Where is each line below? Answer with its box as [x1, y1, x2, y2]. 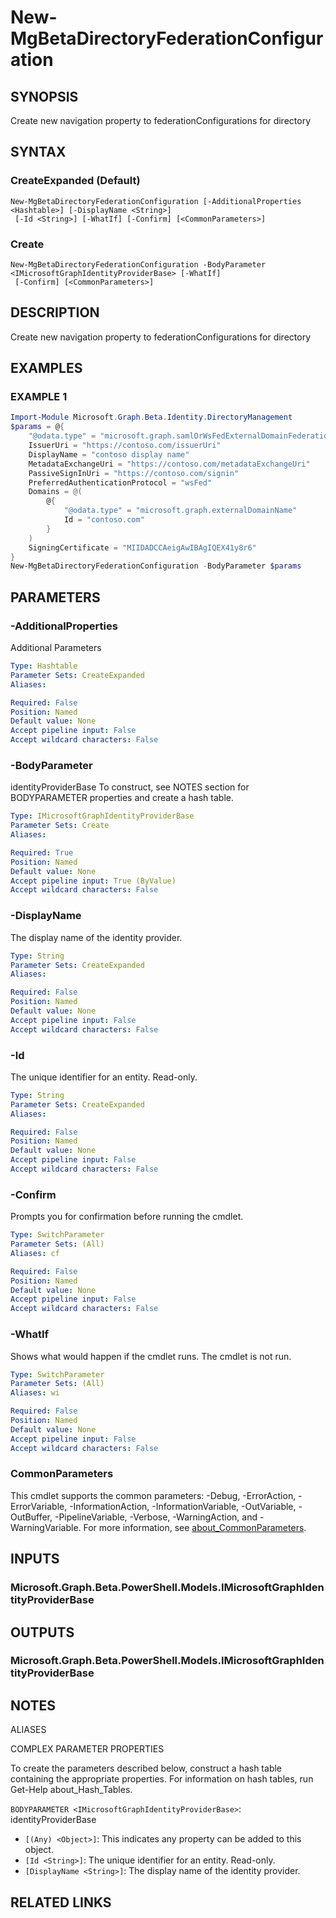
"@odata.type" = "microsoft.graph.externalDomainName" [63, 506, 298, 516]
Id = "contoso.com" [63, 515, 145, 525]
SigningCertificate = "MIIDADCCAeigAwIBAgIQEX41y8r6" [28, 542, 257, 553]
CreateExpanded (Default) [10, 174, 141, 188]
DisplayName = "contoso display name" [28, 449, 190, 460]
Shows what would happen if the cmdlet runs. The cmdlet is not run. [10, 1350, 292, 1362]
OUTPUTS [10, 1624, 75, 1641]
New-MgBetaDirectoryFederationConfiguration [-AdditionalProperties [10, 196, 302, 206]
